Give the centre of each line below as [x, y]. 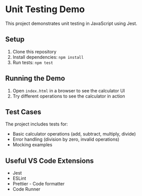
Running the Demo [35, 78]
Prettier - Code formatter [39, 184]
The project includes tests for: [37, 124]
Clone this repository [34, 51]
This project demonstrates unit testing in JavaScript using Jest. [71, 23]
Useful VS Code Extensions [49, 161]
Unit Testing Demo [45, 9]
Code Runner [26, 189]
